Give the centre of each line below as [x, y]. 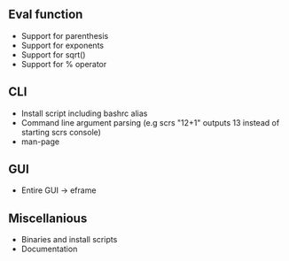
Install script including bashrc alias [84, 113]
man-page [40, 142]
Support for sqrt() [53, 54]
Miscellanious [48, 218]
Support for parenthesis [65, 35]
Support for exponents [62, 45]
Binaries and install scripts [69, 240]
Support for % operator [64, 64]
